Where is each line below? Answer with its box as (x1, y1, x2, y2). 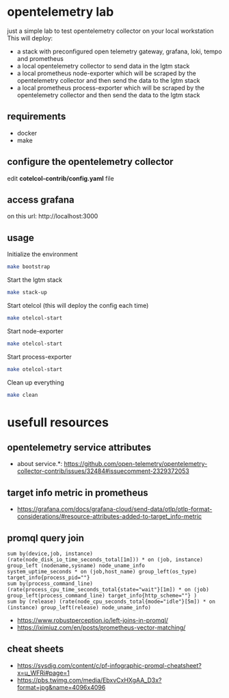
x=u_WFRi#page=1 (16, 669, 70, 677)
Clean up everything (7, 378, 65, 387)
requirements (7, 111, 66, 122)
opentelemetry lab (7, 4, 114, 20)
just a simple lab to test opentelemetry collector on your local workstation (7, 27, 214, 35)
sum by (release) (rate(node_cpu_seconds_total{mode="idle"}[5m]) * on (7, 598, 215, 606)
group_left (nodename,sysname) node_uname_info (7, 563, 146, 569)
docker (16, 129, 38, 137)
